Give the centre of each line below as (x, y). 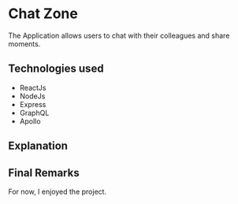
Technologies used (56, 69)
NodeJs (32, 96)
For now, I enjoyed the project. (58, 191)
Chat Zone (43, 14)
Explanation (38, 146)
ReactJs (33, 87)
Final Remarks (44, 173)
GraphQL (34, 113)
